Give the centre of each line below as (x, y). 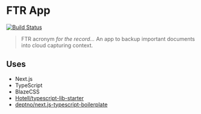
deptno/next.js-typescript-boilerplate (61, 104)
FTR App (28, 11)
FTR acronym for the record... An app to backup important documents (108, 39)
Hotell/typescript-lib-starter (49, 98)
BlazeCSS (27, 92)
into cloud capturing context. (57, 45)
